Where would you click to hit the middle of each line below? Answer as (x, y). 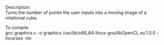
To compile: (17, 27)
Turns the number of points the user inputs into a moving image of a (76, 12)
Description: (18, 7)
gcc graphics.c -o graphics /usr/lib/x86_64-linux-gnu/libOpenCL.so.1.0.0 (80, 33)
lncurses (14, 38)
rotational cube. (21, 18)
